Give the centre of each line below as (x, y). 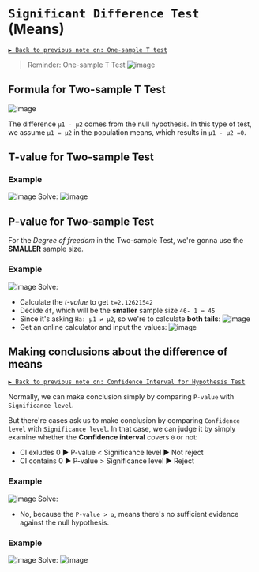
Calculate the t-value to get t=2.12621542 (86, 301)
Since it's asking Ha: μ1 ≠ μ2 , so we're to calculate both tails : (120, 319)
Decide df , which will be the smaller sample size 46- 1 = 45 (117, 310)
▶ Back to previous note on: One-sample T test (88, 50)
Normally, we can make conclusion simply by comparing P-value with (121, 397)
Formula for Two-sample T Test (87, 90)
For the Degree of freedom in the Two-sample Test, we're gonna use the (126, 241)
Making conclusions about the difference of (118, 351)
